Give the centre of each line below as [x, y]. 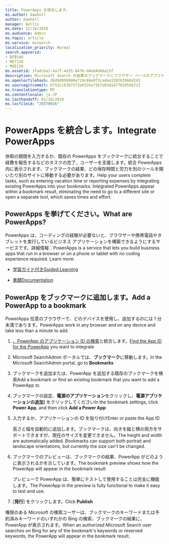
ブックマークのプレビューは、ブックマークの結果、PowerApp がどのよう [88, 457]
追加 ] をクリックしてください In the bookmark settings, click [96, 402]
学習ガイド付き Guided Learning [45, 269]
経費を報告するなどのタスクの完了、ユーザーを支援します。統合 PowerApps [83, 163]
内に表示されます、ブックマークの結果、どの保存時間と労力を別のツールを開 [84, 169]
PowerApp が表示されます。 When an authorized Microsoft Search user [78, 525]
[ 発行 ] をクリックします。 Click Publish [53, 502]
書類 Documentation [33, 280]
